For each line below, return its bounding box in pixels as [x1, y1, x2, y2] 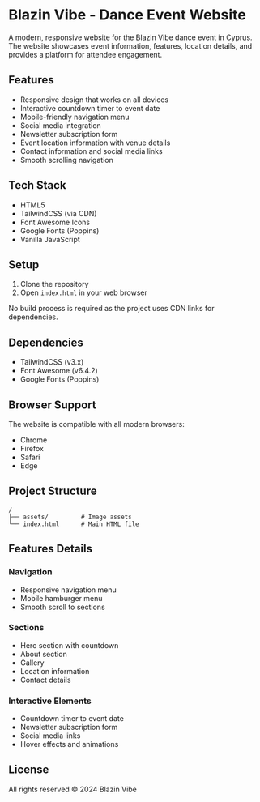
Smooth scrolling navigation [19, 155, 113, 164]
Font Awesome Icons [19, 217, 91, 227]
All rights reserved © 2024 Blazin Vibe [8, 784, 138, 794]
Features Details [8, 542, 93, 556]
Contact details [19, 675, 71, 685]
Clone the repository [19, 279, 89, 289]
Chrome [19, 435, 48, 445]
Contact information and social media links [19, 146, 164, 156]
